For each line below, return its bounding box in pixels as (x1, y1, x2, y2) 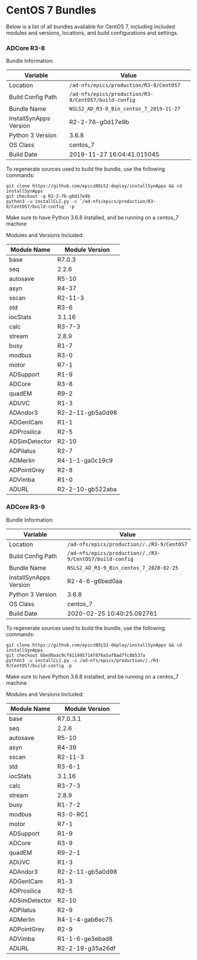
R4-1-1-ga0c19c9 (57, 457, 113, 465)
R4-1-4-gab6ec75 (57, 915, 113, 924)
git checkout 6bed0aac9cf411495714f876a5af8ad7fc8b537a (6, 652, 145, 658)
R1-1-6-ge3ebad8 (57, 934, 113, 942)
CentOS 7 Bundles (6, 4, 97, 17)
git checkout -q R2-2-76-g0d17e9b (6, 194, 91, 200)
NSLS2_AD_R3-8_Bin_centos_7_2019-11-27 (69, 105, 181, 112)
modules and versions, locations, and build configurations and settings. (6, 29, 179, 36)
